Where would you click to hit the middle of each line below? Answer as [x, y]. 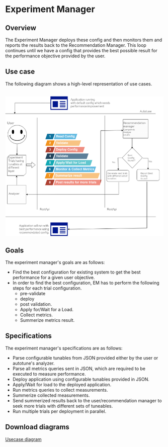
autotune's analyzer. [33, 363]
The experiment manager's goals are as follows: [55, 262]
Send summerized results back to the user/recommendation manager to [87, 400]
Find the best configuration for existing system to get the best [76, 272]
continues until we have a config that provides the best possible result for [81, 51]
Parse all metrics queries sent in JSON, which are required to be [79, 369]
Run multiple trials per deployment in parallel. [59, 411]
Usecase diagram [23, 439]
